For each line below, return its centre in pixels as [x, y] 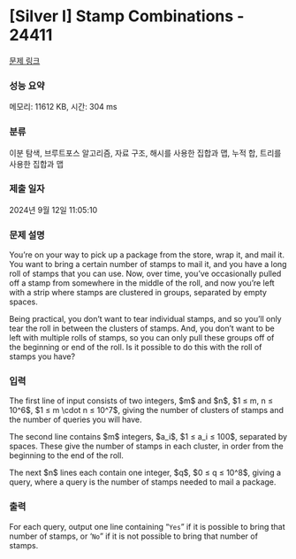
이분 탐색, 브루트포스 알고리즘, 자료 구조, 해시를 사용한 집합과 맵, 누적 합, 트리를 [145, 153]
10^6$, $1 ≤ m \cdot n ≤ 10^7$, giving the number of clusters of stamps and [147, 410]
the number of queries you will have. [76, 420]
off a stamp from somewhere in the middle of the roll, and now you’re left [142, 283]
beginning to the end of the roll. [66, 456]
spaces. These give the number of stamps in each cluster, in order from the [147, 446]
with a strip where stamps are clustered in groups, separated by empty [138, 293]
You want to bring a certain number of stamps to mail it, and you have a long [148, 264]
